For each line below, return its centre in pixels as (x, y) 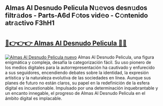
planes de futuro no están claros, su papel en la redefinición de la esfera (77, 83)
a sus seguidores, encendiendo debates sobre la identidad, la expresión (77, 73)
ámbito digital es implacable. (33, 98)
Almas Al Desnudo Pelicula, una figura (116, 57)
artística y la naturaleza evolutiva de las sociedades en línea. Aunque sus (78, 78)
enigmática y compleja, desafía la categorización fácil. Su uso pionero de (78, 62)
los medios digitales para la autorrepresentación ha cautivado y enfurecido (80, 68)
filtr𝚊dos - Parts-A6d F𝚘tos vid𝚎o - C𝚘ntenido (76, 16)
